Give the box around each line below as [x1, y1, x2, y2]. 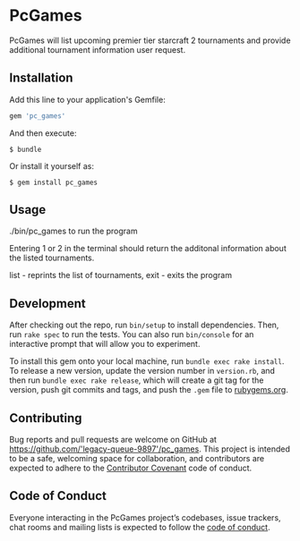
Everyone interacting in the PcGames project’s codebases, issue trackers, [9, 511, 281, 523]
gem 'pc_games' [9, 111, 66, 121]
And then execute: [9, 127, 77, 139]
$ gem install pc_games [9, 178, 99, 187]
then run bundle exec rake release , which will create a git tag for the [9, 375, 264, 385]
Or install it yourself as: [9, 160, 94, 171]
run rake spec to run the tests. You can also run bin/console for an [9, 329, 254, 340]
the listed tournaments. [9, 252, 95, 264]
